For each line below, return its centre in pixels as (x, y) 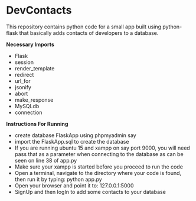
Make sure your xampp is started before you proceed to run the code (99, 167)
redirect (24, 74)
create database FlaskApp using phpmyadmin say (76, 135)
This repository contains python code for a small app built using (84, 27)
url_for (22, 81)
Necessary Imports (30, 44)
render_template (35, 68)
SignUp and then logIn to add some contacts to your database (90, 192)
